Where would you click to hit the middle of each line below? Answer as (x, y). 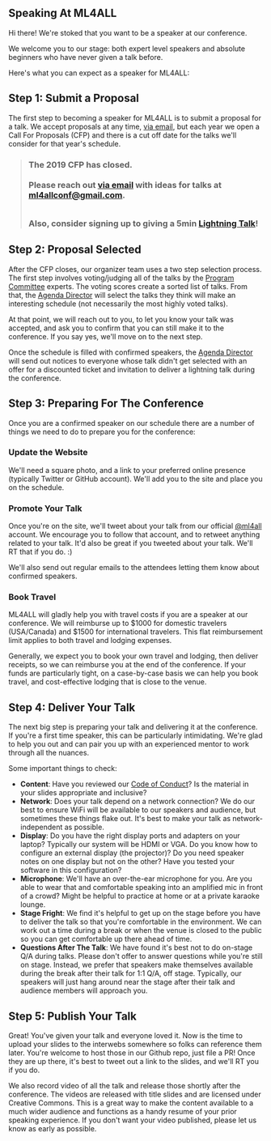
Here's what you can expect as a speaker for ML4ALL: (99, 73)
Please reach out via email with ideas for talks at (125, 185)
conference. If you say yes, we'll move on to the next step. (106, 336)
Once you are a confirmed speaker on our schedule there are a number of (131, 423)
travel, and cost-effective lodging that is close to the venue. (108, 682)
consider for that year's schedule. (65, 143)
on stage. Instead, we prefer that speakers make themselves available (136, 965)
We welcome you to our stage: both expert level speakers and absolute (127, 49)
